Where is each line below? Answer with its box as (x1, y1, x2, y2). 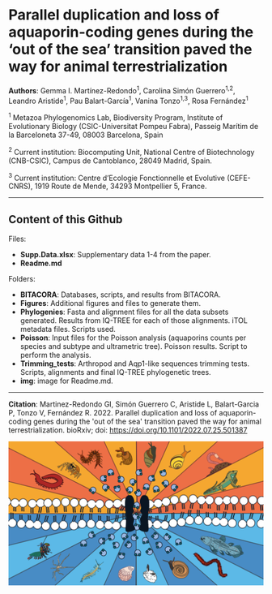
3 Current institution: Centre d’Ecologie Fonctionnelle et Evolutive (8, 171, 225, 183)
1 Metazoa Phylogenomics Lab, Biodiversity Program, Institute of (8, 111, 223, 123)
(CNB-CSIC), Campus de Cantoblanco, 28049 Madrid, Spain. (8, 156, 212, 166)
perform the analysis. (19, 351, 91, 360)
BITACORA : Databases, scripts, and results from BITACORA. (19, 290, 221, 299)
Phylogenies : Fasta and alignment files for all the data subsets (19, 307, 229, 317)
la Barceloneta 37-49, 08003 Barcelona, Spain (8, 130, 164, 140)
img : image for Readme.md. (19, 376, 113, 386)
